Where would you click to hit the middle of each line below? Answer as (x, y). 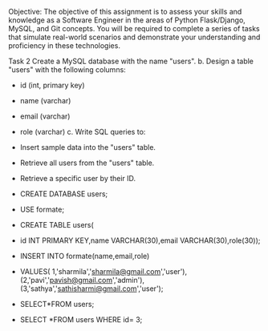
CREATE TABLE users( (57, 225)
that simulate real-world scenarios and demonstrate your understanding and (134, 37)
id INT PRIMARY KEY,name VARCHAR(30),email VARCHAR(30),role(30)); (140, 240)
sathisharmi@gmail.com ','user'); (110, 289)
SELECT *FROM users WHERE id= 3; (81, 319)
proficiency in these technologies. (64, 46)
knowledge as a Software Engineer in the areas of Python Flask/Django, (127, 20)
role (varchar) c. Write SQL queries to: (83, 132)
